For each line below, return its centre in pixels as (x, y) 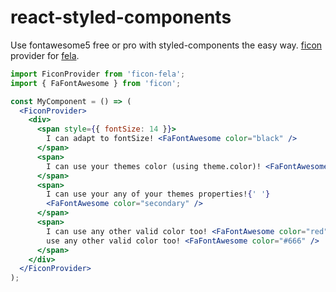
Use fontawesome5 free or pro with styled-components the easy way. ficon (166, 45)
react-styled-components (121, 17)
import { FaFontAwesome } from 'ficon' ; (96, 83)
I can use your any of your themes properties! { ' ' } (158, 194)
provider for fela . (45, 55)
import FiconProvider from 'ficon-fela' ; (98, 74)
